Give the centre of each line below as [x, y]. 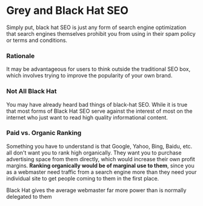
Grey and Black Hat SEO [68, 11]
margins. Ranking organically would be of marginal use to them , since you [101, 165]
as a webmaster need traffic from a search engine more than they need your [101, 172]
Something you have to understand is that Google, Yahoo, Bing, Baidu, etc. [99, 146]
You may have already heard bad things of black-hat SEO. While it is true [97, 104]
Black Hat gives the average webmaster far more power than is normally [96, 190]
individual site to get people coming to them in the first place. [83, 178]
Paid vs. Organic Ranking [44, 133]
